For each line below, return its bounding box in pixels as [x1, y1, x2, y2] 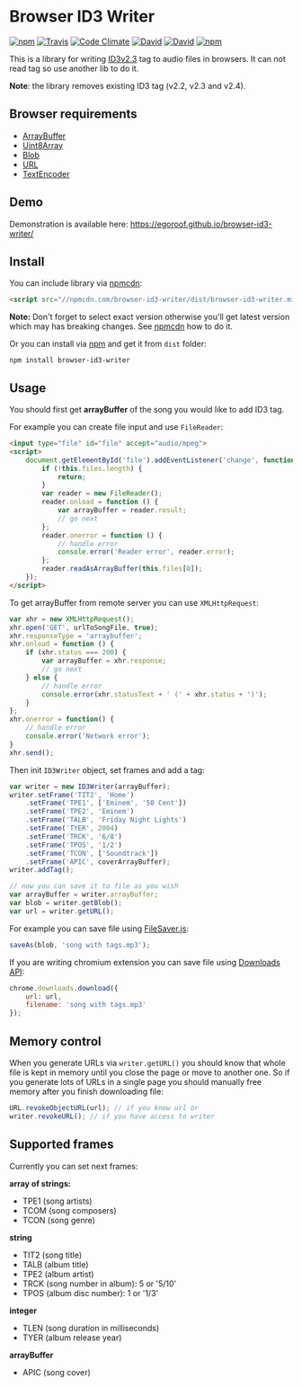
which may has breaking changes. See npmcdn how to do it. [9, 321, 234, 332]
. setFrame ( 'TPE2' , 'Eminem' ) [25, 807, 135, 816]
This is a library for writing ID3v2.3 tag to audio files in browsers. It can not [9, 53, 286, 64]
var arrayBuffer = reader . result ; [57, 506, 187, 515]
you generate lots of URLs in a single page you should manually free [9, 1077, 262, 1087]
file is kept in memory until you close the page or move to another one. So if [9, 1067, 290, 1078]
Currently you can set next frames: [9, 1160, 138, 1171]
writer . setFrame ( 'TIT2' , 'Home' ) [9, 790, 135, 799]
